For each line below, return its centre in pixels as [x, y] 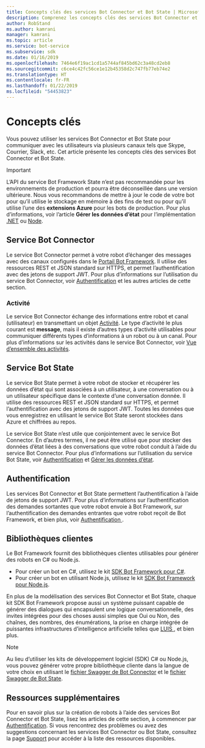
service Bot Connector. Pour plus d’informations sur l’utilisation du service [99, 453]
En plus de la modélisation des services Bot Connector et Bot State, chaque [101, 596]
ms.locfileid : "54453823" [39, 92]
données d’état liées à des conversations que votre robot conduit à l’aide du [102, 446]
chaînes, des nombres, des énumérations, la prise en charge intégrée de [97, 622]
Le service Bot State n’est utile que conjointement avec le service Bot [93, 433]
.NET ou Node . [25, 221]
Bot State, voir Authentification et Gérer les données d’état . [80, 460]
